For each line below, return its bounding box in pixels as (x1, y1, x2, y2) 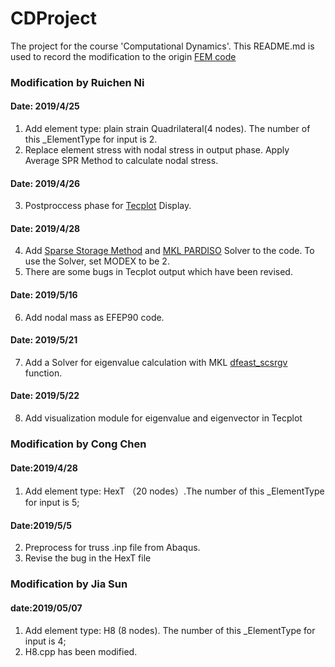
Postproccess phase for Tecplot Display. (24, 200, 192, 212)
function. (24, 367, 63, 379)
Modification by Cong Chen (10, 437, 147, 451)
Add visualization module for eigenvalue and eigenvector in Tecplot (24, 412, 303, 424)
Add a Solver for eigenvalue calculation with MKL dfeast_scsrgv (24, 356, 288, 368)
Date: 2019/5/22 (10, 390, 80, 402)
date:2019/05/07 (10, 602, 83, 614)
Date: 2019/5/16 (10, 289, 78, 301)
